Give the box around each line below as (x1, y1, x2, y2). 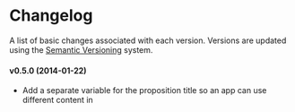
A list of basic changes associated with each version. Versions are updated (9, 35, 287, 46)
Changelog (9, 5, 93, 26)
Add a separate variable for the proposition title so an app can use (22, 85, 267, 96)
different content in (22, 95, 94, 106)
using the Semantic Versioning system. (9, 44, 153, 55)
